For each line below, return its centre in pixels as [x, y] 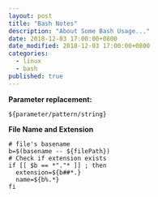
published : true [36, 76]
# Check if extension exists [58, 158]
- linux [29, 62]
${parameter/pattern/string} [58, 114]
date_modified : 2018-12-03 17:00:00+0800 [79, 46]
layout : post [30, 16]
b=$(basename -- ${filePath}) [60, 151]
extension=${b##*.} [49, 172]
